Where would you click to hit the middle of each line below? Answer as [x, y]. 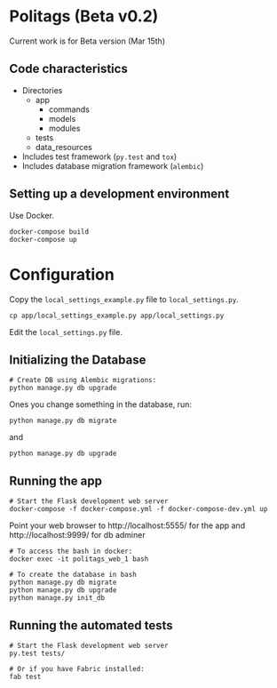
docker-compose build [49, 232]
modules [64, 128]
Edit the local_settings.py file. [66, 332]
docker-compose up [43, 239]
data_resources [64, 147]
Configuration [62, 274]
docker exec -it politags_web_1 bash [79, 559]
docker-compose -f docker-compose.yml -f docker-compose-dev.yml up [138, 509]
